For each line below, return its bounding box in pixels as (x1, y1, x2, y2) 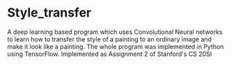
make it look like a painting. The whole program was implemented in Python (7, 42, 224, 50)
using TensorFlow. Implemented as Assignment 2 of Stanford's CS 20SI (7, 50, 212, 58)
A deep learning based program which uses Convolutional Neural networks (7, 28, 223, 36)
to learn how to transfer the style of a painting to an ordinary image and (7, 35, 212, 43)
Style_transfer (7, 5, 92, 21)
